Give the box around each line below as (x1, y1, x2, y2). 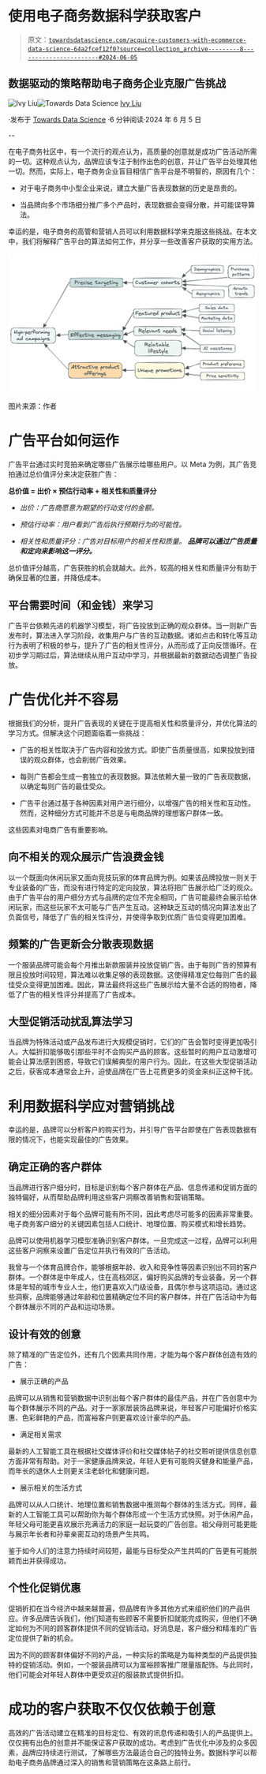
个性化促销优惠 (8, 1581, 81, 1595)
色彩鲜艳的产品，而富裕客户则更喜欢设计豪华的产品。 (21, 1413, 195, 1422)
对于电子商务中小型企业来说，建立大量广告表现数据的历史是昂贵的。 (19, 183, 242, 193)
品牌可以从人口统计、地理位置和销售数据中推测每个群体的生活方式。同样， (8, 1499, 250, 1509)
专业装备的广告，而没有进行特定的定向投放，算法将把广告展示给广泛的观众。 (8, 882, 257, 892)
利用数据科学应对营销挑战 (8, 1098, 175, 1115)
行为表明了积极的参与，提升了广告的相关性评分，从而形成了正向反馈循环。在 (8, 641, 257, 649)
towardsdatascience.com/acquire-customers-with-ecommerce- (48, 36, 247, 44)
